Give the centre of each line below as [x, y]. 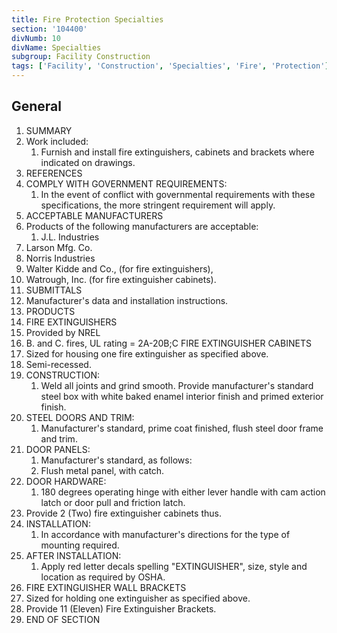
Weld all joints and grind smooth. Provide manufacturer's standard [177, 385]
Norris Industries [60, 258]
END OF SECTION [63, 619]
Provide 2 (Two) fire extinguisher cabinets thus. [123, 513]
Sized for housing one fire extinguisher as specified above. [147, 353]
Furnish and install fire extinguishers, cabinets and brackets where [177, 152]
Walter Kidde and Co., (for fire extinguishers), [119, 268]
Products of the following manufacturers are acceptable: [142, 226]
